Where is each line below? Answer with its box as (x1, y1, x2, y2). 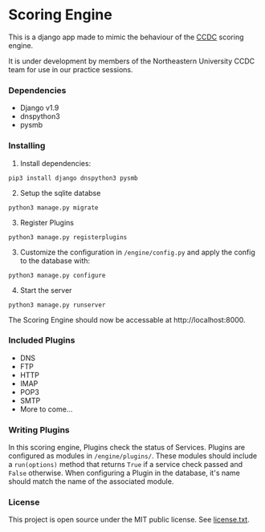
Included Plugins (8, 335, 75, 346)
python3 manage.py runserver (8, 301, 106, 309)
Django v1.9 (19, 103, 59, 113)
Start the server (19, 285, 72, 294)
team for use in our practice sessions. (8, 64, 134, 74)
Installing (8, 140, 46, 152)
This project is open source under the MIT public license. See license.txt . (8, 515, 251, 525)
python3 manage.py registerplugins (8, 233, 128, 242)
